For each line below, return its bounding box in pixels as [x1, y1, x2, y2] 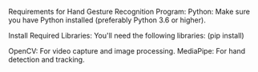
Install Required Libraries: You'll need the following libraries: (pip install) [8, 31, 244, 40]
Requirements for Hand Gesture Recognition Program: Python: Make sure [8, 7, 251, 16]
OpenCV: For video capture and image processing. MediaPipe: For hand [8, 46, 246, 55]
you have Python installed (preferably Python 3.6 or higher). [8, 15, 206, 25]
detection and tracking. [8, 55, 86, 64]
